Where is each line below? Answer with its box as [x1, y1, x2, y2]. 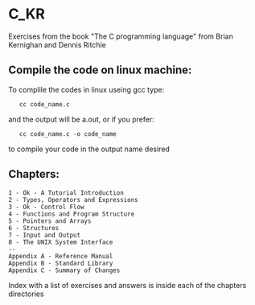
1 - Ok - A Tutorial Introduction [8, 188, 125, 197]
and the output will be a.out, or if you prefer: [8, 114, 154, 124]
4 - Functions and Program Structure [8, 210, 135, 218]
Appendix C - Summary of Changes [8, 266, 121, 274]
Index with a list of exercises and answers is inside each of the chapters [8, 280, 247, 290]
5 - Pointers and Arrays [8, 216, 92, 225]
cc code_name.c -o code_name [19, 130, 117, 138]
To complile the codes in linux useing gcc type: [8, 84, 165, 94]
